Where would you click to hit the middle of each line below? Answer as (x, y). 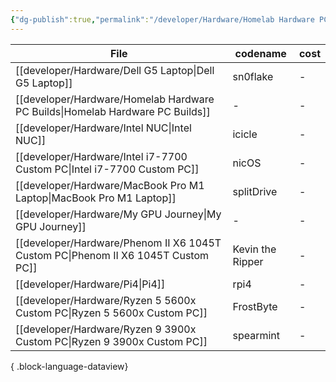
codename (260, 53)
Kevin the (254, 249)
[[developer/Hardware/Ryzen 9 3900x (106, 329)
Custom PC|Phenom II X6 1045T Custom (112, 255)
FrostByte (255, 306)
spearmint (256, 335)
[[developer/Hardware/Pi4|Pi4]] (90, 284)
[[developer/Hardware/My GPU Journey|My (118, 214)
